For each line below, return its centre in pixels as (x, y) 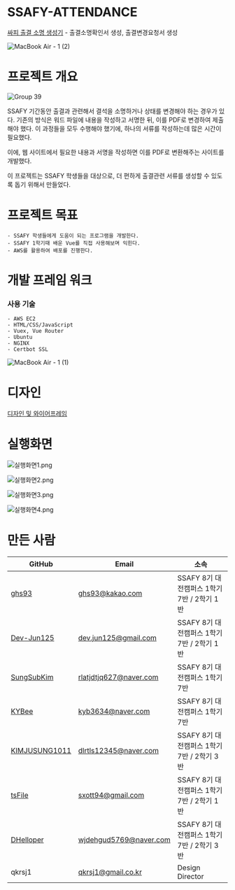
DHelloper (27, 840)
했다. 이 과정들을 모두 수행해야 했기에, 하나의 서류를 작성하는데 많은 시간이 (121, 128)
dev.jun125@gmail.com (117, 638)
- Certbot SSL (28, 350)
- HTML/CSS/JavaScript (40, 325)
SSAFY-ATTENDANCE (72, 12)
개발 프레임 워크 (50, 280)
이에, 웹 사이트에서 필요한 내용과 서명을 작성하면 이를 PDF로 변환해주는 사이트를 (116, 152)
